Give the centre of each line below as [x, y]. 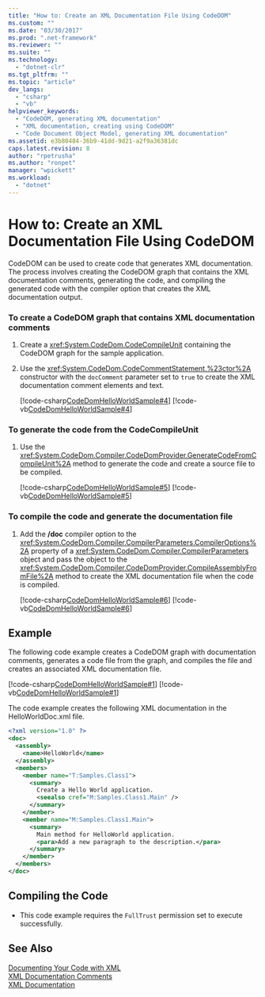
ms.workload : [30, 178]
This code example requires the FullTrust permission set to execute [131, 915]
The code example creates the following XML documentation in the [117, 708]
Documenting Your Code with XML [64, 968]
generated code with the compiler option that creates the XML [110, 288]
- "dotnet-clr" [40, 67]
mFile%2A [36, 576]
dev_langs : [26, 89]
